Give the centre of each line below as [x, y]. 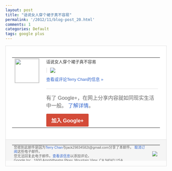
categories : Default [27, 29]
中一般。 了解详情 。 [70, 105]
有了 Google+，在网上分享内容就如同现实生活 [100, 98]
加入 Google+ [67, 120]
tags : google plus [25, 34]
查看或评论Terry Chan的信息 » [74, 79]
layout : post [19, 10]
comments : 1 [18, 24]
